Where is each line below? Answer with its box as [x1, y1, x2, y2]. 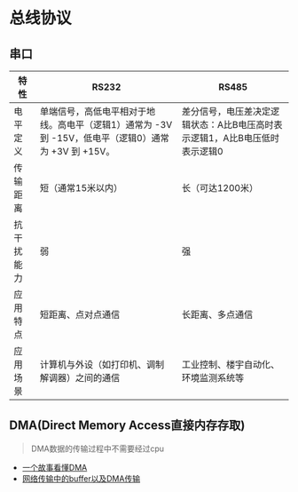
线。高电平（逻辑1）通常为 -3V [39, 119, 173, 131]
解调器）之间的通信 [39, 372, 121, 384]
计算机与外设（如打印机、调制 [39, 359, 165, 370]
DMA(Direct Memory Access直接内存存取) [9, 418, 246, 433]
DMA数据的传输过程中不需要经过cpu [30, 443, 165, 454]
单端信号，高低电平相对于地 [39, 106, 156, 117]
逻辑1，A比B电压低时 [190, 132, 280, 144]
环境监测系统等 [181, 372, 245, 384]
